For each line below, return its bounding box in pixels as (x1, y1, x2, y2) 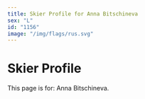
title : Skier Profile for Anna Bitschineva (7, 10, 139, 18)
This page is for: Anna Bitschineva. (7, 84, 109, 93)
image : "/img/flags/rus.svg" (7, 30, 94, 37)
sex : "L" (7, 17, 33, 24)
